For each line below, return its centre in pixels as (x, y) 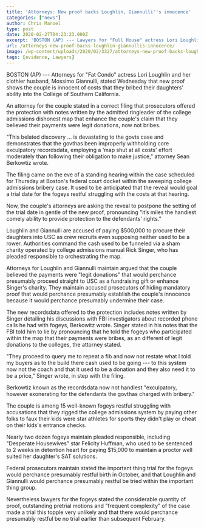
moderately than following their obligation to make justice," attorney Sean (98, 156)
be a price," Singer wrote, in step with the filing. (66, 375)
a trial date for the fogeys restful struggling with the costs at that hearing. (98, 194)
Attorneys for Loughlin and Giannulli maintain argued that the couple (92, 268)
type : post (20, 29)
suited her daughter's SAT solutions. (52, 456)
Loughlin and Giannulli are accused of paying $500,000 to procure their (96, 230)
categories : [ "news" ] (34, 18)
